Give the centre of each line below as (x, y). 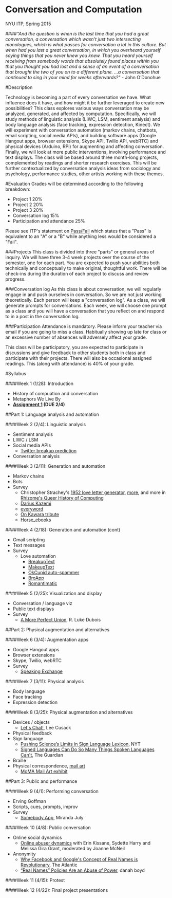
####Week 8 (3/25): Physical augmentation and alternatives (69, 712)
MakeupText (41, 567)
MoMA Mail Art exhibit (44, 771)
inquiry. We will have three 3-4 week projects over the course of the (77, 257)
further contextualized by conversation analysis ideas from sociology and (83, 168)
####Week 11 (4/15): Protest (35, 880)
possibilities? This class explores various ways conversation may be (77, 108)
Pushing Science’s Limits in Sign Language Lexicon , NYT (80, 744)
